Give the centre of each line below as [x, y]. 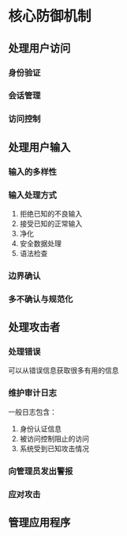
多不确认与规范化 [41, 299]
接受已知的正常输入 [51, 224]
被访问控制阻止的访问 [54, 438]
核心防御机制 [50, 16]
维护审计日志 [33, 393]
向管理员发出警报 [41, 471]
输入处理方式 [33, 195]
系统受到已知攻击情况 [54, 448]
